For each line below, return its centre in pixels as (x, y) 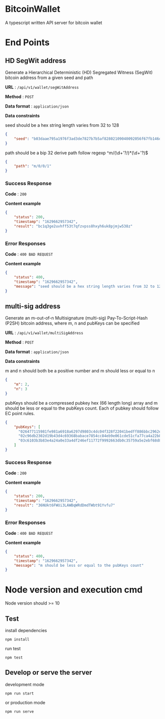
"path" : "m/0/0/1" (33, 166)
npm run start (20, 693)
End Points (27, 42)
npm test (14, 658)
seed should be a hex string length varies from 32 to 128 (62, 125)
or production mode (25, 702)
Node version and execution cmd (74, 590)
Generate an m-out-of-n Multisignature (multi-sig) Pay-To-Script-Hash (76, 318)
